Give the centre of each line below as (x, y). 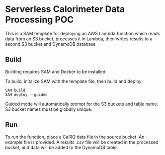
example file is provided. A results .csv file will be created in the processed (82, 142)
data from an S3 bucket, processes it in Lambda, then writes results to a (79, 39)
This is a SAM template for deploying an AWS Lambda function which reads (82, 33)
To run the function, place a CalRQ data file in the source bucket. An (75, 137)
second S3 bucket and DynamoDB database (50, 44)
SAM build (15, 90)
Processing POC (40, 20)
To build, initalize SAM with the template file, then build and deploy (73, 81)
